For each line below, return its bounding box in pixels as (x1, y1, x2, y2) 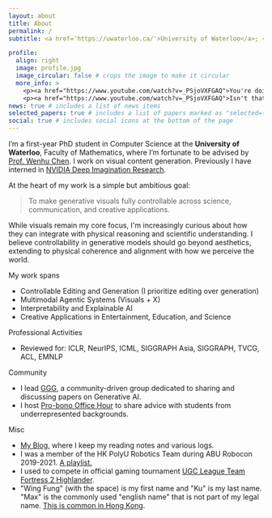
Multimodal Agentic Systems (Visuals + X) (19, 295, 160, 304)
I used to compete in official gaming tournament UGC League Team (19, 466, 245, 476)
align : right (15, 57, 60, 65)
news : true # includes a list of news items (8, 102, 161, 110)
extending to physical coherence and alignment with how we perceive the (8, 246, 255, 256)
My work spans (8, 270, 60, 280)
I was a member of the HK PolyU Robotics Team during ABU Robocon (19, 449, 253, 458)
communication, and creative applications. (28, 205, 170, 214)
